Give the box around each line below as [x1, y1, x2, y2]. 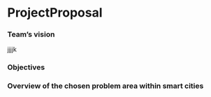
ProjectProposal [7, 5, 103, 21]
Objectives [7, 62, 45, 72]
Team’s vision [7, 30, 55, 39]
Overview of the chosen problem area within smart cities [7, 81, 204, 91]
